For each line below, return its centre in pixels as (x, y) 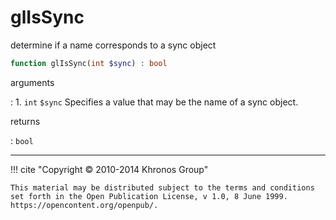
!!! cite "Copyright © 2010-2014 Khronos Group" (109, 169)
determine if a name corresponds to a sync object (113, 45)
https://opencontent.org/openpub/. (84, 205)
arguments (32, 82)
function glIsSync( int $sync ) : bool (89, 63)
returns (25, 121)
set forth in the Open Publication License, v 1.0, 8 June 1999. (149, 196)
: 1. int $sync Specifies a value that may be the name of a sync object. (154, 102)
